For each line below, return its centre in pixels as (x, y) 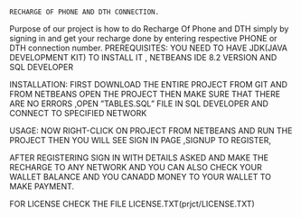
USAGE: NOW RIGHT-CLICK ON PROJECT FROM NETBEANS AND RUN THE (151, 131)
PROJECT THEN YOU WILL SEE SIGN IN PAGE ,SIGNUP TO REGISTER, (140, 140)
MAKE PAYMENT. (42, 186)
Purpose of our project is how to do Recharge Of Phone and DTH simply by (149, 29)
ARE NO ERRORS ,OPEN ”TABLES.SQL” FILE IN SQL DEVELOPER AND (139, 104)
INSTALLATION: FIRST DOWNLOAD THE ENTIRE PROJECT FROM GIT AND (148, 84)
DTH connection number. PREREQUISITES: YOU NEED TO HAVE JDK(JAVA (148, 48)
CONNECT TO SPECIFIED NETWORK (78, 113)
